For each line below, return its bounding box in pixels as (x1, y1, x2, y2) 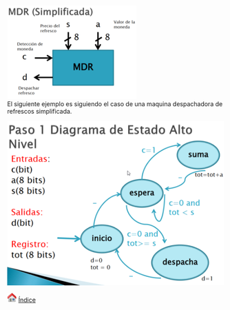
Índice (18, 296, 36, 304)
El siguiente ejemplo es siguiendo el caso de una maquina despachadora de (7, 100, 223, 108)
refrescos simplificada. (7, 107, 72, 115)
